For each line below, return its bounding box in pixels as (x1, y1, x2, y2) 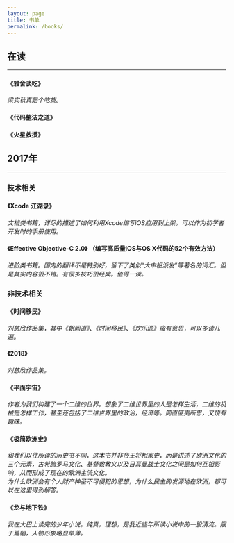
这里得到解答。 (19, 486, 62, 494)
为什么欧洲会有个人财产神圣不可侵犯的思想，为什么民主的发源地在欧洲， (7, 477, 214, 486)
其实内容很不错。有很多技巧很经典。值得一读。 (12, 269, 147, 278)
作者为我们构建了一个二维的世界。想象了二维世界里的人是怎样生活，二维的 (7, 400, 220, 408)
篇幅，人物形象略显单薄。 (12, 528, 87, 537)
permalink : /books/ (7, 23, 64, 30)
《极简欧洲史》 (7, 435, 50, 443)
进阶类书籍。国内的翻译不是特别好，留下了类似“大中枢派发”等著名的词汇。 (7, 261, 220, 269)
